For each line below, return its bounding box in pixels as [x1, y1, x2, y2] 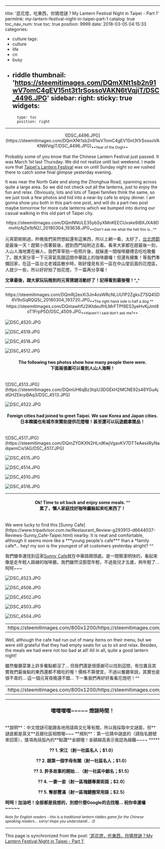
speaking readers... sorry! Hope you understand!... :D [5, 819, 95, 824]
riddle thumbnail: [12, 71, 66, 79]
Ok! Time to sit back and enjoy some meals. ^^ [34, 500, 131, 505]
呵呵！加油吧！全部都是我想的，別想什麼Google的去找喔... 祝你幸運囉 [5, 799, 146, 805]
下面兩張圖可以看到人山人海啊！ [50, 365, 115, 371]
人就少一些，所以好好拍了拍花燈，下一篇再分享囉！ [5, 267, 109, 273]
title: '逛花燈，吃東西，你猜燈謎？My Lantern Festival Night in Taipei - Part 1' [5, 10, 159, 16]
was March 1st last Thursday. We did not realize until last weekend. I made [5, 158, 156, 165]
